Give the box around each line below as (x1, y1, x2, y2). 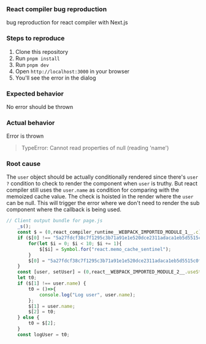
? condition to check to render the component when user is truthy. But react (6, 180, 198, 187)
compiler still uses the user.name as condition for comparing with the (6, 186, 180, 194)
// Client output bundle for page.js (6, 218, 103, 224)
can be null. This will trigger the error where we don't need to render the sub (6, 200, 200, 207)
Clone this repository (15, 48, 69, 55)
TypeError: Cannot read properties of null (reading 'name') (21, 144, 169, 152)
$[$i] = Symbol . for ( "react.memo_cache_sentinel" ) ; (39, 246, 172, 252)
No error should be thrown (6, 103, 74, 110)
